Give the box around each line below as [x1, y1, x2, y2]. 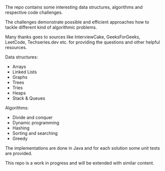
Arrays [12, 64, 26, 69]
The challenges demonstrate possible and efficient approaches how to [5, 19, 150, 25]
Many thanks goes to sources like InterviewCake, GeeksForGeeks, [5, 34, 140, 40]
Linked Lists [12, 69, 37, 75]
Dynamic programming [12, 120, 59, 125]
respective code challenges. [5, 9, 63, 15]
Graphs [12, 74, 28, 80]
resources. [5, 45, 27, 50]
